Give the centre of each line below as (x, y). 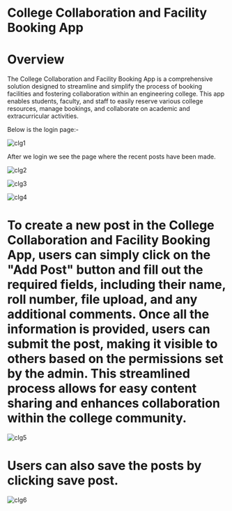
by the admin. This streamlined (99, 374)
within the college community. (97, 419)
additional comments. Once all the (108, 314)
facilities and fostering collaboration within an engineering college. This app (116, 94)
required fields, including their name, (117, 285)
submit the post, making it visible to (113, 344)
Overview (36, 60)
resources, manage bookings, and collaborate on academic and (99, 109)
